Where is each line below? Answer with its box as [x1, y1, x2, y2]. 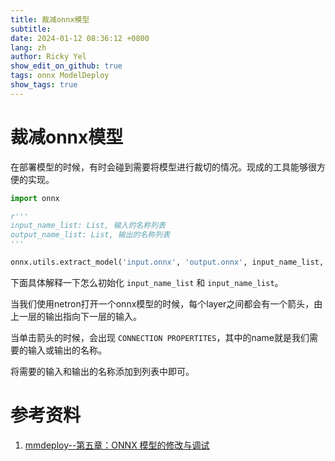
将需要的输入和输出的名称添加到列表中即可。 [10, 365, 195, 377]
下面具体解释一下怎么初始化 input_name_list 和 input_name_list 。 [10, 276, 284, 288]
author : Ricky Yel [10, 52, 87, 62]
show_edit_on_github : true [10, 61, 123, 71]
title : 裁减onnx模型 [10, 14, 90, 25]
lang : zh [10, 42, 47, 53]
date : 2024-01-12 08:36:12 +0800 [10, 33, 150, 43]
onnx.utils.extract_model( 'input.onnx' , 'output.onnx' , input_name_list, [10, 257, 325, 268]
